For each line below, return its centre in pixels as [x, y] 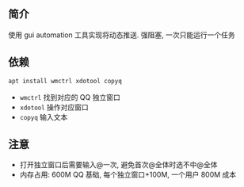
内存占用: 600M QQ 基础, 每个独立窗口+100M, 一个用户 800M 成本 [128, 175]
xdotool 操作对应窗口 [54, 107]
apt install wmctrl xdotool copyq [65, 81]
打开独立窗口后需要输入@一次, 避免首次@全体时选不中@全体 [118, 165]
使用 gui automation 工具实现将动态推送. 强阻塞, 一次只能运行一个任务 [122, 35]
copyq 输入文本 [44, 116]
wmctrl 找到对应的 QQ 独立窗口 [70, 97]
